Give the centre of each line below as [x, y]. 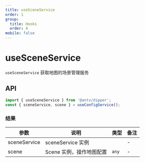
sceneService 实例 [67, 142]
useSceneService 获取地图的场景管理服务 [47, 72]
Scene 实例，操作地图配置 [76, 152]
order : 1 [14, 15]
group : [12, 19]
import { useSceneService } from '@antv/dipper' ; [58, 100]
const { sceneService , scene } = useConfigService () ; [63, 105]
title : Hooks [23, 24]
